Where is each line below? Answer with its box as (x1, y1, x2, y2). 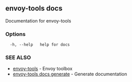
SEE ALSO (5, 54, 31, 61)
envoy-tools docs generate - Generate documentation (12, 71, 127, 77)
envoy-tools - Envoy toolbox (12, 66, 73, 72)
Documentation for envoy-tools (5, 17, 71, 24)
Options (5, 30, 26, 37)
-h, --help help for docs (10, 42, 70, 48)
